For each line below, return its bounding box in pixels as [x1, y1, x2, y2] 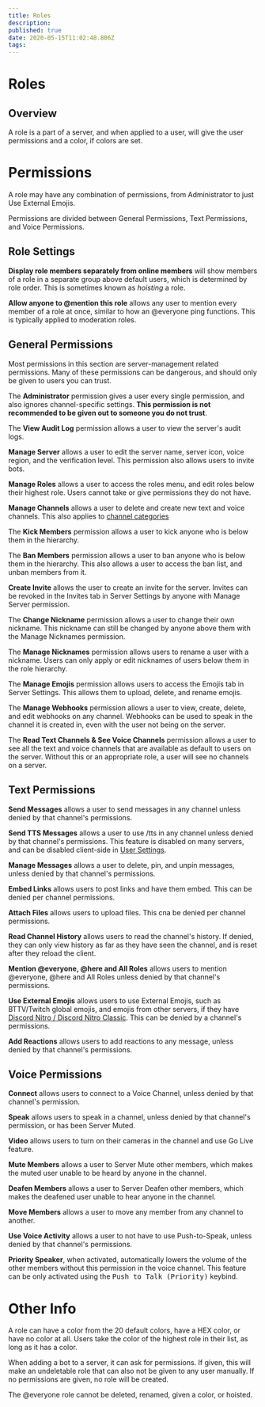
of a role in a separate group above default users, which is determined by [8, 274, 248, 283]
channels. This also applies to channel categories [8, 511, 169, 521]
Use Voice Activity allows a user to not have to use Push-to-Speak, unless [8, 1231, 252, 1241]
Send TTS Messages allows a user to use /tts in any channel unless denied [8, 828, 254, 838]
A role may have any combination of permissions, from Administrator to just [8, 190, 255, 200]
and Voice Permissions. [8, 222, 85, 232]
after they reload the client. [8, 948, 97, 958]
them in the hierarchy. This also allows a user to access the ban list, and [8, 559, 243, 569]
